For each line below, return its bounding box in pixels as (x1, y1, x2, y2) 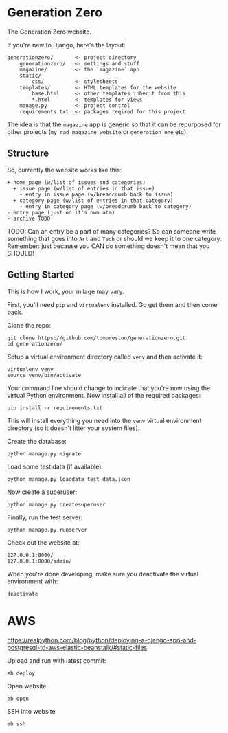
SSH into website (7, 707, 56, 715)
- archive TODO (7, 215, 51, 222)
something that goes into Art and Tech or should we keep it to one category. (7, 234, 222, 243)
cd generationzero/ (7, 340, 63, 348)
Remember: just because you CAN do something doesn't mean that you (7, 242, 210, 250)
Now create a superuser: (7, 488, 78, 496)
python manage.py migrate (7, 450, 81, 458)
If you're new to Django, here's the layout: (7, 41, 126, 49)
